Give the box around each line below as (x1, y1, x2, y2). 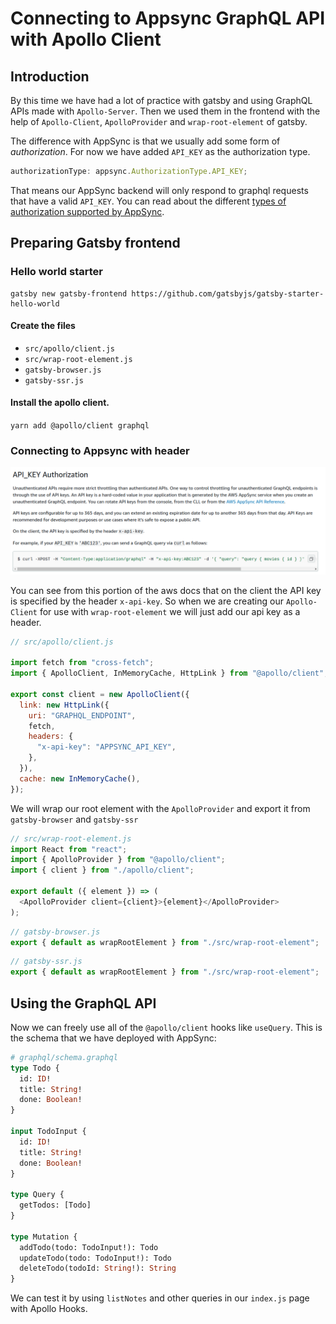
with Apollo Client (10, 28, 162, 51)
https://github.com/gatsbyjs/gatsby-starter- (131, 288, 325, 299)
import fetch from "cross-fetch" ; (10, 658, 155, 668)
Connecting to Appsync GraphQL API (10, 7, 326, 30)
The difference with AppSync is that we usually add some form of (10, 135, 281, 147)
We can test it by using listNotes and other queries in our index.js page (10, 1292, 310, 1304)
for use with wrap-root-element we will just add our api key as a (39, 605, 301, 617)
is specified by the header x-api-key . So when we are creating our (10, 595, 284, 607)
